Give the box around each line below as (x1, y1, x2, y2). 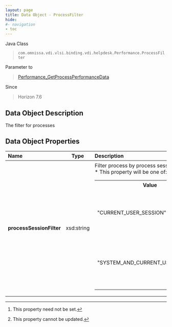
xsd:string (66, 224, 90, 232)
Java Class (5, 40, 29, 47)
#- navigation (5, 22, 36, 27)
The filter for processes (5, 122, 55, 128)
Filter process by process (94, 162, 156, 169)
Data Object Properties (5, 137, 80, 146)
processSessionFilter (8, 224, 61, 232)
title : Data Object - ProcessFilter (5, 12, 83, 17)
